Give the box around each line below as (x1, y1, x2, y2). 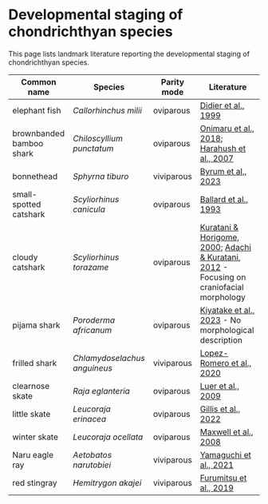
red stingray (12, 477, 57, 488)
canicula (73, 204, 105, 215)
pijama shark (12, 319, 61, 331)
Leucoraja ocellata (73, 431, 144, 442)
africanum (73, 324, 112, 335)
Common (21, 76, 57, 87)
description (199, 334, 243, 345)
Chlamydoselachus (73, 352, 145, 363)
